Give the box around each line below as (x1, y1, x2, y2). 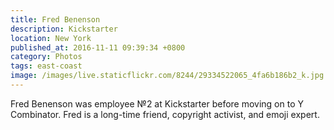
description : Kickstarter (10, 24, 118, 34)
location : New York (10, 33, 92, 43)
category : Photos (10, 52, 83, 62)
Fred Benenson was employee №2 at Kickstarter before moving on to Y (10, 97, 304, 110)
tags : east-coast (10, 61, 83, 71)
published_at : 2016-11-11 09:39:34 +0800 (10, 42, 186, 53)
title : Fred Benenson (10, 14, 101, 25)
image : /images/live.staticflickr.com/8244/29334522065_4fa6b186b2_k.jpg (10, 71, 325, 81)
